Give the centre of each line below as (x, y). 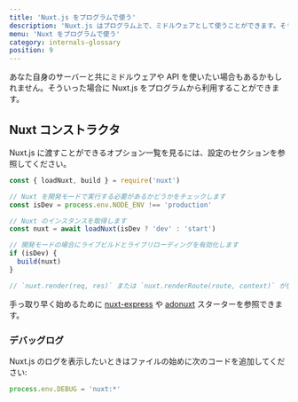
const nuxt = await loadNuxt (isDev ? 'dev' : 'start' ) (113, 229)
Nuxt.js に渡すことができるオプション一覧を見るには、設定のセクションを (143, 153)
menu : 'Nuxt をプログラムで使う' (65, 34)
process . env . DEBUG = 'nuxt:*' (65, 389)
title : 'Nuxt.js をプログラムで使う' (73, 17)
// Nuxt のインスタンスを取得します (68, 221)
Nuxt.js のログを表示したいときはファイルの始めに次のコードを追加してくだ (147, 361)
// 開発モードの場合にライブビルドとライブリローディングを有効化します (124, 245)
